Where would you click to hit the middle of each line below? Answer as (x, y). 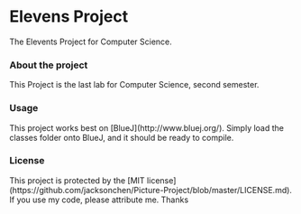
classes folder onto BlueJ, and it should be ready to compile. (122, 137)
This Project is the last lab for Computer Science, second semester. (134, 85)
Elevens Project (69, 17)
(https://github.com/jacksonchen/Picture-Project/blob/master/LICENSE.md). (151, 190)
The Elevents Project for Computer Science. (91, 42)
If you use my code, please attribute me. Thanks (99, 200)
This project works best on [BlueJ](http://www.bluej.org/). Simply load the (147, 127)
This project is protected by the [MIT (78, 180)
